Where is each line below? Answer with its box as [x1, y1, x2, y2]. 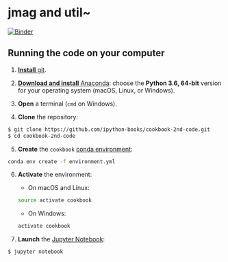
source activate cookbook [17, 197, 92, 204]
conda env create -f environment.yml [8, 158, 116, 165]
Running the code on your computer [8, 47, 165, 59]
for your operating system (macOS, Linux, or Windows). [17, 86, 175, 94]
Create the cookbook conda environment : [17, 145, 133, 153]
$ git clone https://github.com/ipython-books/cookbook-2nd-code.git [8, 126, 211, 133]
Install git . [17, 65, 47, 73]
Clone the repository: [17, 112, 78, 121]
